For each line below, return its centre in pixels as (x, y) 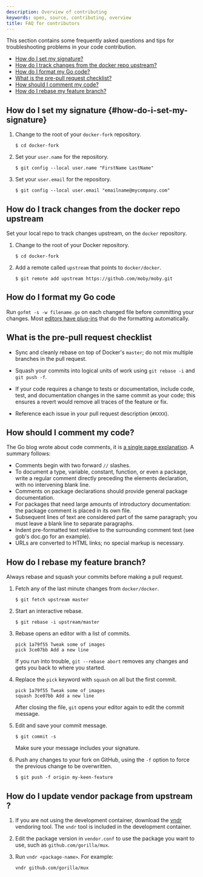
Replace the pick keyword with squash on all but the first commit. (96, 680)
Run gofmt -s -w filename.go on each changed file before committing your (100, 312)
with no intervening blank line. (52, 485)
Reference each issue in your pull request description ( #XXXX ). (92, 413)
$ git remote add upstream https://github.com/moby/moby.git (94, 279)
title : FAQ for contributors (43, 23)
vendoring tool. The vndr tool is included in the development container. (103, 827)
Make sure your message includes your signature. (78, 748)
